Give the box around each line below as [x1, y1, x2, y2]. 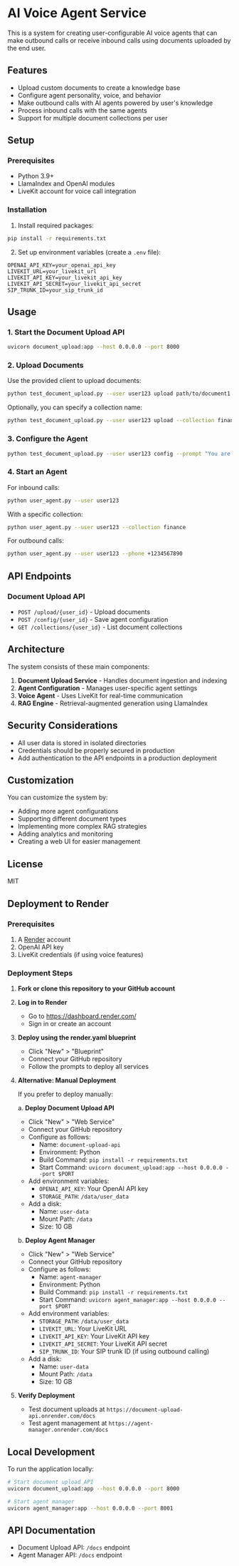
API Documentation [7, 1524, 96, 1536]
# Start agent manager [7, 1498, 75, 1505]
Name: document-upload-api [38, 1140, 121, 1149]
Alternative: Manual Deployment [17, 1076, 117, 1085]
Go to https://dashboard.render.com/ [28, 1012, 137, 1020]
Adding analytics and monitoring [17, 829, 114, 839]
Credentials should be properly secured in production [17, 746, 175, 754]
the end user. [7, 43, 46, 52]
